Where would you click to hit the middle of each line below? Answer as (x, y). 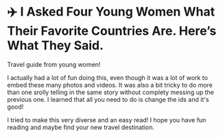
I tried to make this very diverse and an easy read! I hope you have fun (107, 120)
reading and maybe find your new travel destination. (81, 127)
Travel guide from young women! (54, 64)
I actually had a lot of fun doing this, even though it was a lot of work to (107, 77)
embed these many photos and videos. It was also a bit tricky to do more (110, 85)
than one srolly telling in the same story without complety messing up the (110, 92)
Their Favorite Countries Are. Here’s (112, 31)
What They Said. (56, 45)
